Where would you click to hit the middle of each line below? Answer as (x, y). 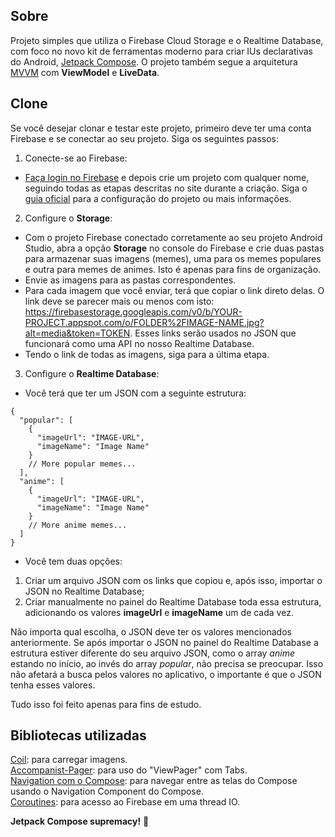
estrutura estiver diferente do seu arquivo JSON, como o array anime (152, 653)
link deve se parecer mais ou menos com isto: (119, 301)
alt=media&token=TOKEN (77, 333)
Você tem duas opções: (73, 561)
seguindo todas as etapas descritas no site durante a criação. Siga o (166, 188)
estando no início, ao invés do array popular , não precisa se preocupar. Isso (167, 663)
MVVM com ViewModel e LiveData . (85, 72)
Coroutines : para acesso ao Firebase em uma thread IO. (125, 802)
